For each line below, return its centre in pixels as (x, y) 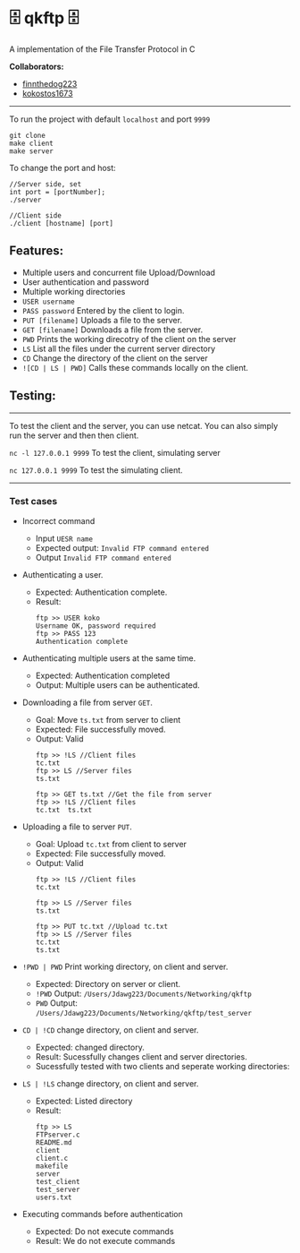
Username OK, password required (96, 626)
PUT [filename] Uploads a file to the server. (102, 320)
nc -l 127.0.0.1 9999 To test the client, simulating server (115, 452)
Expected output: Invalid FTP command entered (122, 547)
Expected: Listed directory (84, 1101)
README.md (54, 1142)
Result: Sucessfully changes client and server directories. (141, 1056)
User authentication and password (86, 282)
